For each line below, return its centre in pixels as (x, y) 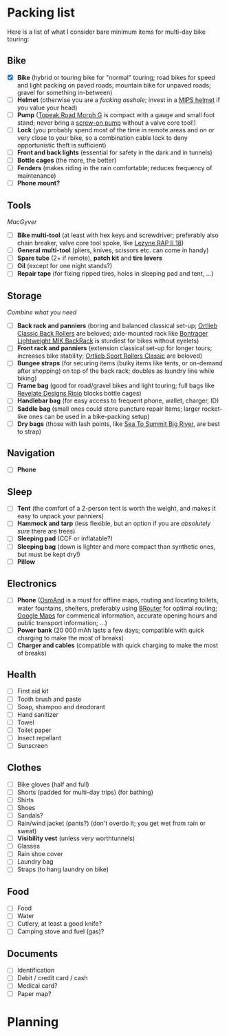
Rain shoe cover (40, 854)
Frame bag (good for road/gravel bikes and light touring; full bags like (116, 386)
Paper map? (34, 993)
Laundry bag (35, 862)
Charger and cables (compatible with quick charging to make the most (118, 645)
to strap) (29, 431)
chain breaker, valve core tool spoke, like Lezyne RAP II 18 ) (100, 243)
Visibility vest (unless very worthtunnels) (76, 838)
